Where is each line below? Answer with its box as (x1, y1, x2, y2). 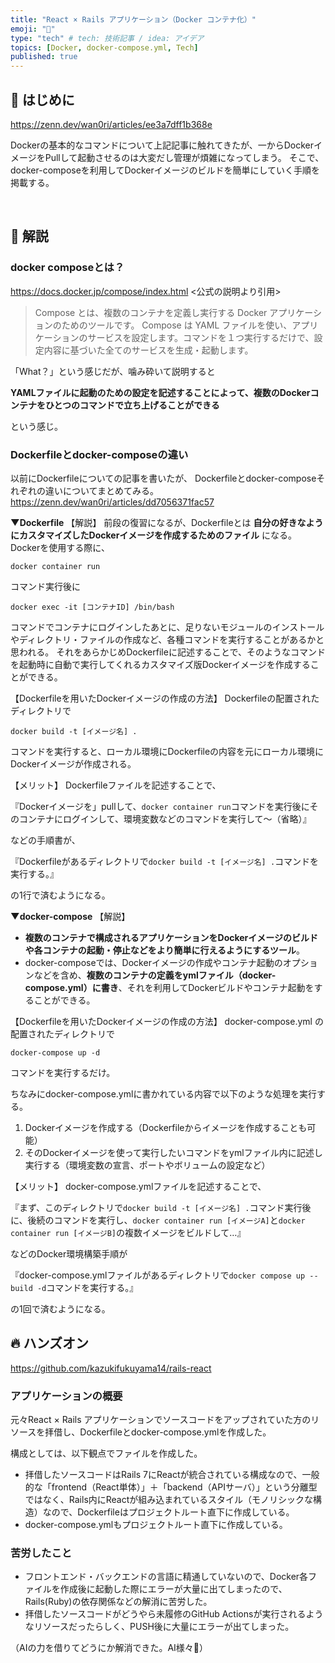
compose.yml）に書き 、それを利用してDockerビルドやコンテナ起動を (24, 981, 315, 993)
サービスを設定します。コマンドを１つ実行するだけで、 (87, 331, 315, 343)
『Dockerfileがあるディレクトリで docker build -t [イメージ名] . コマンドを (10, 855, 320, 867)
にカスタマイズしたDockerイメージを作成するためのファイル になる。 (10, 529, 298, 541)
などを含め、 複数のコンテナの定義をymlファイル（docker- (33, 969, 277, 981)
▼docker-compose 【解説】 (10, 910, 131, 922)
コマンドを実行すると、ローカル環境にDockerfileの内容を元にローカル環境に (10, 745, 325, 757)
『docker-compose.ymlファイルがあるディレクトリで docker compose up (10, 1269, 306, 1281)
